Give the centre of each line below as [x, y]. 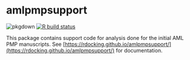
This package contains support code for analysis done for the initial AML [95, 38]
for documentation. [139, 50]
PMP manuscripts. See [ [36, 44]
